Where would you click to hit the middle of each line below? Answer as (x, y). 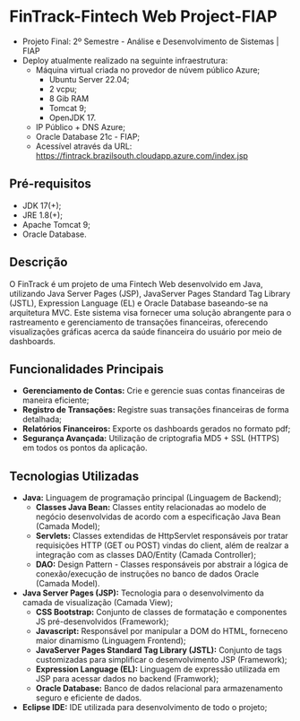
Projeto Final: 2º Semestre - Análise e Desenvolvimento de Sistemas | (150, 41)
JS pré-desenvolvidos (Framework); (102, 621)
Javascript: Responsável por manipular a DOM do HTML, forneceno (162, 631)
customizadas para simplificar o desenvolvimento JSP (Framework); (162, 660)
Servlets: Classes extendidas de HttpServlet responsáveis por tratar (162, 536)
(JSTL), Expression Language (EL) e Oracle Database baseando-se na (139, 303)
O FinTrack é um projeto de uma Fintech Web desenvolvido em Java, (136, 283)
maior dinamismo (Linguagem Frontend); (111, 641)
